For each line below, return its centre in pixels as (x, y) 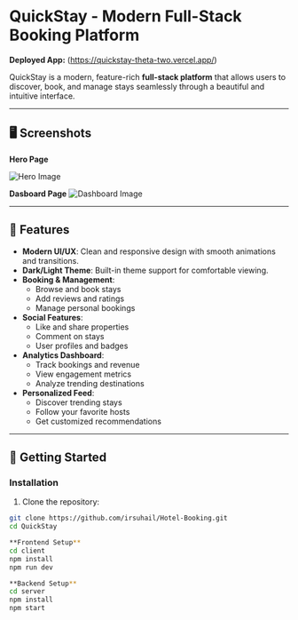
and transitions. (51, 260)
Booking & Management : (68, 279)
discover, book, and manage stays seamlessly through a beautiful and (137, 86)
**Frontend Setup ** (45, 543)
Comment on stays (70, 336)
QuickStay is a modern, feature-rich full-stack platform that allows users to (148, 76)
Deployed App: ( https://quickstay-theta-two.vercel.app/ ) (113, 60)
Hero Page (29, 159)
